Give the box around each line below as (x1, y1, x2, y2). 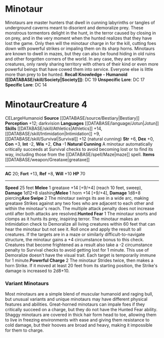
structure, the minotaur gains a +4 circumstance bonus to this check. (5, 236, 144, 242)
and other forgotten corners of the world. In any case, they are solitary (5, 56, 147, 62)
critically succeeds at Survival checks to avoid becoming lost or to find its (5, 146, 153, 152)
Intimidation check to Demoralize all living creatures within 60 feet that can (5, 221, 155, 227)
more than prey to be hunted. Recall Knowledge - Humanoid (5, 71, 128, 77)
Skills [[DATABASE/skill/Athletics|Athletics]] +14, (5, 126, 102, 131)
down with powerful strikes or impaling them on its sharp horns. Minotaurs (5, 45, 155, 51)
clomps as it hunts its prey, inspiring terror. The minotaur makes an (5, 216, 139, 222)
